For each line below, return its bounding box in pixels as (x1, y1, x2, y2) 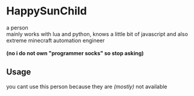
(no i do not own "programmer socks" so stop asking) (6, 49, 144, 56)
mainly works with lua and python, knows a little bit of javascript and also (6, 30, 189, 37)
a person (6, 24, 28, 31)
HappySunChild (6, 4, 87, 18)
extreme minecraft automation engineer (6, 37, 105, 44)
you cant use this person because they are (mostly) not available (6, 83, 167, 90)
